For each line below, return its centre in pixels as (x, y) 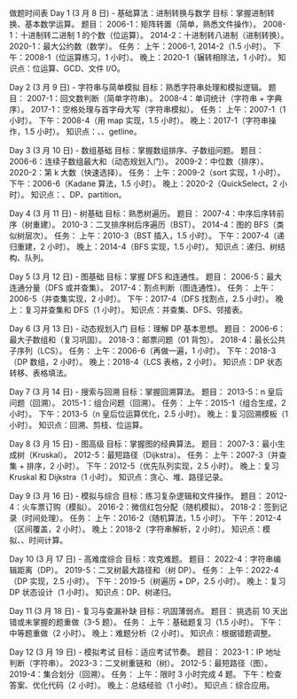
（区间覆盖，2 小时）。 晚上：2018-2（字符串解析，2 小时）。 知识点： (136, 529)
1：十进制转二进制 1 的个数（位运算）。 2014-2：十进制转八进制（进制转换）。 (149, 35)
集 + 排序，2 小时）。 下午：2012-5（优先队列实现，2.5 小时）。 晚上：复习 (144, 466)
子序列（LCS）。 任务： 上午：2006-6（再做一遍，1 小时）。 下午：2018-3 (143, 351)
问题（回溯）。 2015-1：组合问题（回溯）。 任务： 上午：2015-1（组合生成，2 (148, 403)
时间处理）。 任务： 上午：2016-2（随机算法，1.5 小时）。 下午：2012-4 (153, 518)
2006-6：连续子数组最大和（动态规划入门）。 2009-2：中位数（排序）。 (139, 161)
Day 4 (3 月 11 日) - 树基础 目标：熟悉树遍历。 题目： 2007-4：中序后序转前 (147, 214)
